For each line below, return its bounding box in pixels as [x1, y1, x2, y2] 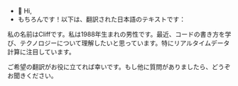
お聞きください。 [7, 71, 58, 80]
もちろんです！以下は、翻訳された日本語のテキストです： [17, 15, 186, 23]
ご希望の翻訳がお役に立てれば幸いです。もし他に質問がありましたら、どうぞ [7, 63, 231, 70]
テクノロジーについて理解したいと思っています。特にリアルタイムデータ [19, 39, 230, 47]
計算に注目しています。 [7, 48, 76, 56]
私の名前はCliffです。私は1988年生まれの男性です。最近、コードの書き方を [7, 30, 225, 38]
